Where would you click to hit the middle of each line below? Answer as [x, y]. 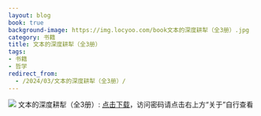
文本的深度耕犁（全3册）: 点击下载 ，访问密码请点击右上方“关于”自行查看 [136, 104]
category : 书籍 [32, 37]
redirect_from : [33, 74]
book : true [26, 23]
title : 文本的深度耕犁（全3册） [55, 45]
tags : [17, 52]
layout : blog [30, 15]
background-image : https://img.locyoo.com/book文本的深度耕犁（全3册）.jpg [129, 30]
